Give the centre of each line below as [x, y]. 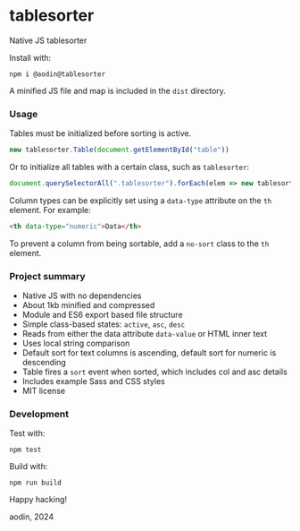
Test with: [27, 433]
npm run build [36, 483]
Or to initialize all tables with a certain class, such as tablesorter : [129, 167]
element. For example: [50, 210]
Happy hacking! [38, 500]
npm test [25, 450]
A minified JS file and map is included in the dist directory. [117, 90]
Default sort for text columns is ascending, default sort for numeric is [149, 353]
